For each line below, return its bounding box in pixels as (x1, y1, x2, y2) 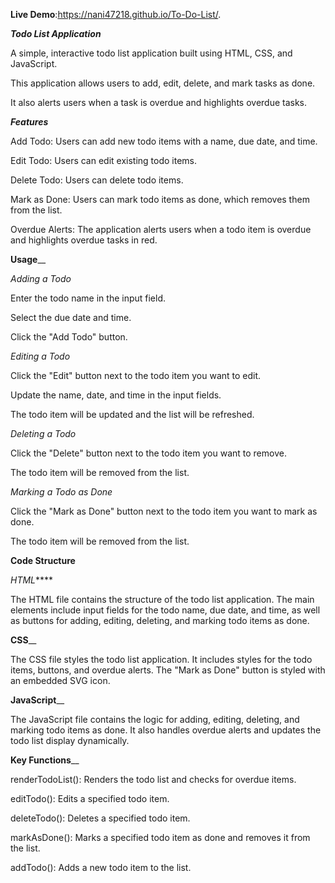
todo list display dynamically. (10, 735, 130, 746)
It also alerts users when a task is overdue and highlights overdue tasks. (10, 97, 308, 108)
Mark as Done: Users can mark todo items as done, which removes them (10, 194, 310, 205)
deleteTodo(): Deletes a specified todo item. (10, 812, 191, 824)
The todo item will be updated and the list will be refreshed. (10, 409, 255, 420)
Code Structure (10, 555, 76, 566)
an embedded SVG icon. (10, 675, 111, 686)
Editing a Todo (10, 350, 71, 362)
